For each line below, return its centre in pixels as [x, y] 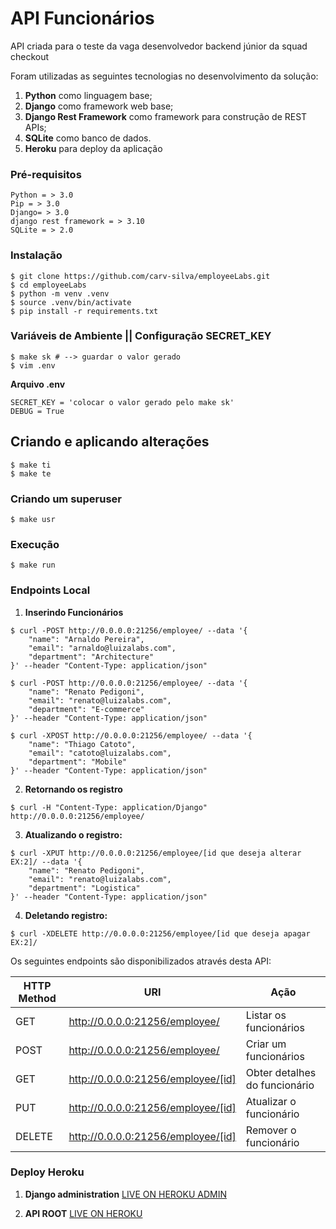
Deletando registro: [66, 915]
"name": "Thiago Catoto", [82, 744]
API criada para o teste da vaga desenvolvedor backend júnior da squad [159, 46]
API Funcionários [82, 18]
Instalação [36, 255]
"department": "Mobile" [78, 762]
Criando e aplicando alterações [110, 442]
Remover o [271, 1130]
